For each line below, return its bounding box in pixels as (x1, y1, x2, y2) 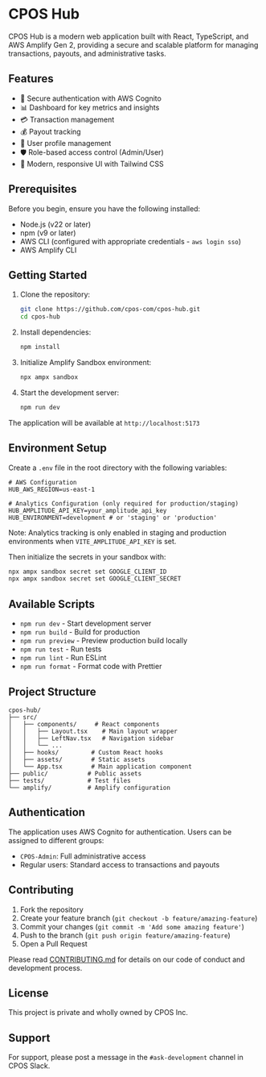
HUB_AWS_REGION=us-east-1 (8, 485, 95, 493)
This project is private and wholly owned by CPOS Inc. (8, 1008, 189, 1017)
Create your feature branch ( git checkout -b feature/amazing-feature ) (19, 913, 258, 923)
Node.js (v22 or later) (19, 219, 92, 229)
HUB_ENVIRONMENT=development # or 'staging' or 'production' (8, 514, 218, 522)
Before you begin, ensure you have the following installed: (8, 203, 201, 214)
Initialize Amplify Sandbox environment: (19, 358, 152, 367)
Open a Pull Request (19, 938, 88, 948)
